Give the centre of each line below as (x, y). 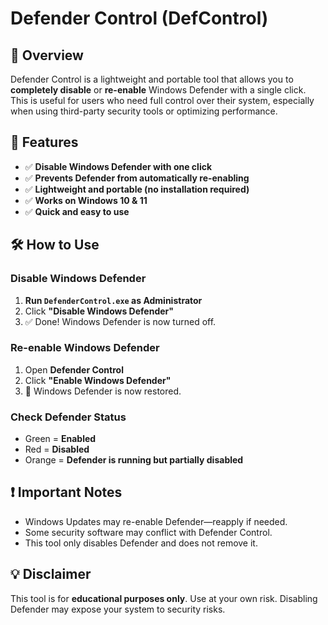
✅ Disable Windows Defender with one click (118, 166)
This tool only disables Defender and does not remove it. (141, 543)
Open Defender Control (74, 369)
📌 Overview (47, 55)
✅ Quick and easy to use (77, 211)
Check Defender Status (68, 417)
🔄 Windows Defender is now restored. (103, 391)
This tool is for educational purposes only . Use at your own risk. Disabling (164, 598)
